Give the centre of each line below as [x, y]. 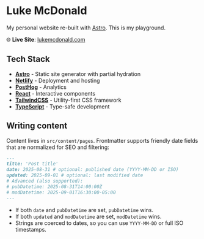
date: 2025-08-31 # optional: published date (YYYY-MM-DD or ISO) [93, 170]
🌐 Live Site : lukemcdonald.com [46, 39]
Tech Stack [28, 59]
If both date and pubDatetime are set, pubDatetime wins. [84, 210]
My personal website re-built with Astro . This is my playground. [86, 28]
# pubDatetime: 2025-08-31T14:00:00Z [54, 187]
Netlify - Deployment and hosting [57, 80]
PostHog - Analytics [41, 87]
